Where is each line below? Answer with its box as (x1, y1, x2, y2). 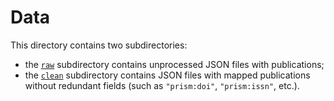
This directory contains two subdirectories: (10, 39, 188, 51)
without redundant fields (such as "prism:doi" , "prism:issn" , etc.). (24, 79, 300, 91)
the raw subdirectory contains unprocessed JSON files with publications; (24, 58, 325, 70)
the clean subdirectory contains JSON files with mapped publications (24, 69, 311, 81)
